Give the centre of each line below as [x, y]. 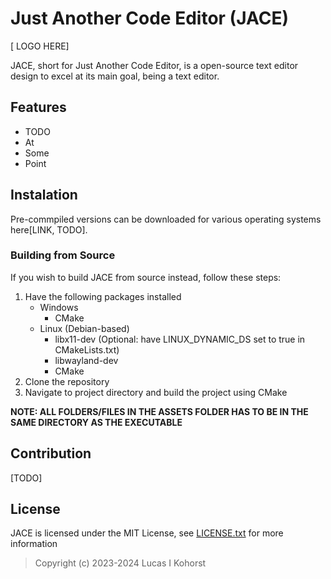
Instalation [44, 195]
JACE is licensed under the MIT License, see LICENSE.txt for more [147, 533]
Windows [59, 307]
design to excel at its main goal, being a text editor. [115, 76]
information [34, 544]
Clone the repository [67, 381]
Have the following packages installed [103, 296]
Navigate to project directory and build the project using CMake [156, 392]
